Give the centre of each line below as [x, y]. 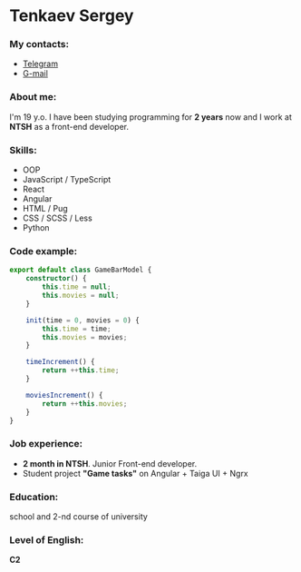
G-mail [35, 74]
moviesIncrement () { [64, 395]
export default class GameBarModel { [81, 270]
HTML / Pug [45, 209]
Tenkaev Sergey [72, 16]
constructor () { [57, 279]
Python [36, 228]
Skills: [24, 150]
